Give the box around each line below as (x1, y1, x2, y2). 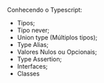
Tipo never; (16, 27, 50, 34)
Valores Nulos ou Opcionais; (16, 48, 97, 56)
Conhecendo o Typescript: (7, 6, 83, 14)
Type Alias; (16, 41, 49, 48)
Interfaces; (16, 63, 48, 70)
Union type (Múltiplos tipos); (16, 33, 98, 41)
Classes (16, 69, 40, 78)
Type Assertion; (16, 55, 62, 63)
